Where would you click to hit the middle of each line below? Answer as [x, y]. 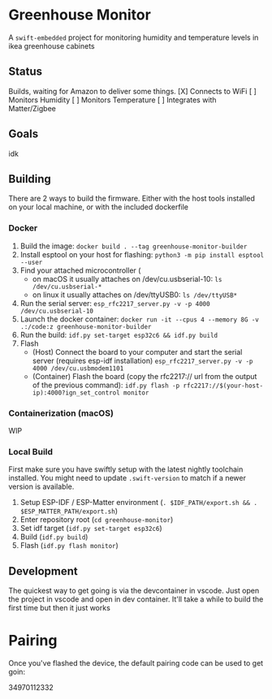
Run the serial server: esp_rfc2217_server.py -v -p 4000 [115, 303]
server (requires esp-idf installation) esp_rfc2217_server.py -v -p [142, 360]
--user [31, 262]
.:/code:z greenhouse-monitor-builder [86, 326]
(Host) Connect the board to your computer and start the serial [137, 352]
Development [43, 571]
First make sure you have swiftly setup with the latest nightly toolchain [126, 469]
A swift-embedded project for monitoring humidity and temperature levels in [134, 37]
